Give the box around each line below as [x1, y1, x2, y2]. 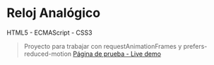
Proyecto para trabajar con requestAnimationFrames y [23, 42, 182, 50]
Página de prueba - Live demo [73, 49, 162, 58]
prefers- [183, 42, 208, 50]
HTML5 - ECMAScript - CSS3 [6, 28, 93, 37]
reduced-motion [23, 49, 72, 58]
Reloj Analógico [6, 5, 100, 21]
